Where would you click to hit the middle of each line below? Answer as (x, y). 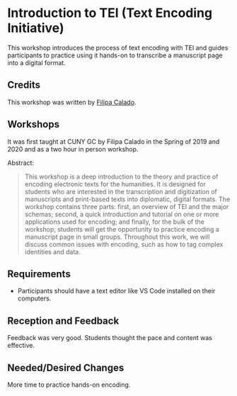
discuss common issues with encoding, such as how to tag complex (124, 244)
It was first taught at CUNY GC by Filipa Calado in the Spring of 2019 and (114, 141)
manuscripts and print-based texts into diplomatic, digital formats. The (127, 199)
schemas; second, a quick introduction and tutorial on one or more (122, 214)
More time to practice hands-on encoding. (69, 385)
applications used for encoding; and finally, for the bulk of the (115, 222)
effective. (21, 346)
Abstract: (21, 163)
